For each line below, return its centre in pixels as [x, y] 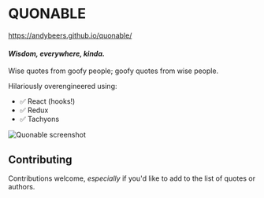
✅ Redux [34, 110]
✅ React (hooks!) [47, 101]
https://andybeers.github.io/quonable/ [70, 35]
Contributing [40, 159]
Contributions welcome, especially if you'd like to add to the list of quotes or [132, 178]
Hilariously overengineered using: [63, 86]
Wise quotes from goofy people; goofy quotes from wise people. [113, 71]
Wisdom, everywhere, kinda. [56, 53]
